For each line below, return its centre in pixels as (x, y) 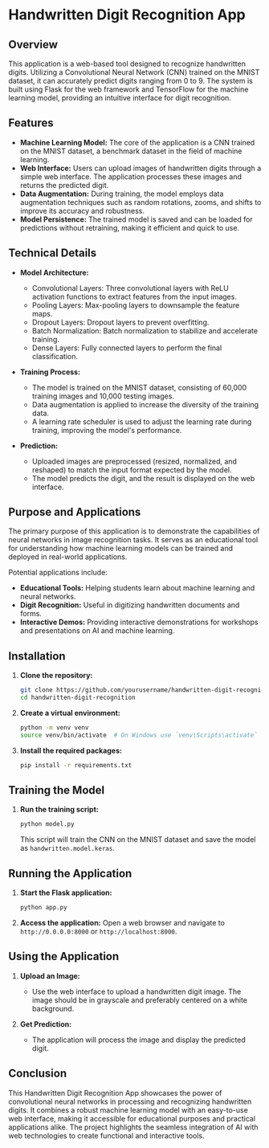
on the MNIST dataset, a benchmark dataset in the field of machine (131, 151)
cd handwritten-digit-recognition (77, 698)
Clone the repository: (56, 676)
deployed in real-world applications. (68, 557)
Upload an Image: (50, 976)
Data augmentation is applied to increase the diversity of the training (145, 404)
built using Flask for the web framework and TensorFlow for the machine (128, 89)
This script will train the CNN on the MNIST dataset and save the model (138, 840)
